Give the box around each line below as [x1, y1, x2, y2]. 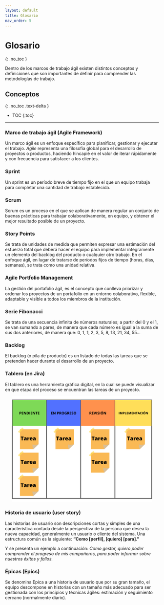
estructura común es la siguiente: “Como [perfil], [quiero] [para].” [5, 536, 140, 542]
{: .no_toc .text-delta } [5, 103, 49, 109]
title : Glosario [5, 13, 38, 18]
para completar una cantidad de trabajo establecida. [5, 184, 111, 190]
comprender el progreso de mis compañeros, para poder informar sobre [5, 550, 151, 557]
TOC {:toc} [12, 112, 34, 118]
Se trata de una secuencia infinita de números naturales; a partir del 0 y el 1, [5, 319, 158, 325]
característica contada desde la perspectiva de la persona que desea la [5, 525, 149, 531]
